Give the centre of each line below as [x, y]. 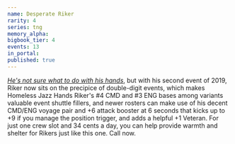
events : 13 [23, 47]
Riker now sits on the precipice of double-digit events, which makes [106, 88]
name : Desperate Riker [41, 14]
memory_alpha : [28, 34]
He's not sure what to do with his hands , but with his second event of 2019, [117, 80]
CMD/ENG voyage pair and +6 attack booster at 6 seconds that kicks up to [116, 110]
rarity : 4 [22, 21]
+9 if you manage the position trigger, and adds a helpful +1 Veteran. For [113, 118]
